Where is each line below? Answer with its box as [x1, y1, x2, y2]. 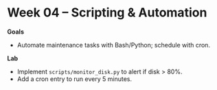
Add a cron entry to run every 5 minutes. [16, 74, 133, 83]
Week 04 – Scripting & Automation [7, 5, 207, 21]
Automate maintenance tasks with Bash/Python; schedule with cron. [16, 41, 211, 49]
